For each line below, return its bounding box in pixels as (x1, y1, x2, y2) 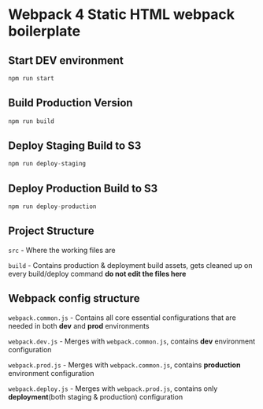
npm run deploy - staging (8, 160, 87, 168)
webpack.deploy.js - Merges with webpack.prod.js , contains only (8, 384, 218, 393)
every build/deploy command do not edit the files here (8, 269, 187, 278)
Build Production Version (8, 96, 133, 110)
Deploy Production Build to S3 (8, 181, 158, 195)
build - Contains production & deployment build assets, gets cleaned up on (8, 260, 253, 270)
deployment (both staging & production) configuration (8, 392, 183, 401)
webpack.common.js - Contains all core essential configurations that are (8, 313, 236, 322)
